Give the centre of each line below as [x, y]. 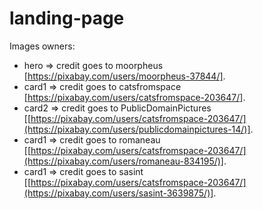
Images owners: [42, 46]
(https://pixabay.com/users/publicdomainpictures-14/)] [137, 129]
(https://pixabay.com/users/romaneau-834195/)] [123, 161]
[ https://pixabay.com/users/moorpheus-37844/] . [124, 76]
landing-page [67, 18]
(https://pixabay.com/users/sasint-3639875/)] [118, 193]
